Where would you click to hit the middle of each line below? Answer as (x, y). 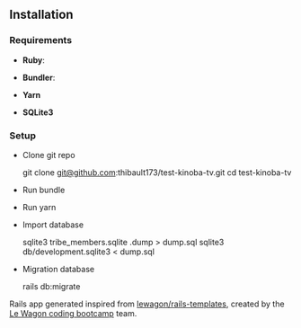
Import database (53, 225)
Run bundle (44, 190)
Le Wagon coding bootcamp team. (73, 313)
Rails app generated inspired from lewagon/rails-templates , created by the (147, 304)
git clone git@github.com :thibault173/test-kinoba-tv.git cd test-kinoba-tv (157, 172)
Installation (41, 15)
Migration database (58, 269)
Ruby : (33, 60)
